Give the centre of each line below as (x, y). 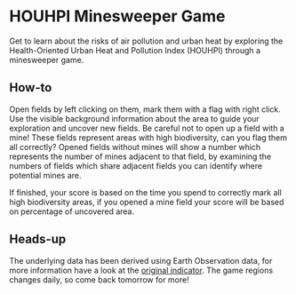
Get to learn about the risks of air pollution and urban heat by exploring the (146, 41)
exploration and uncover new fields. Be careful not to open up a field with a (147, 128)
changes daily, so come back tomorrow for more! (99, 279)
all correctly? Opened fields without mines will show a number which (135, 147)
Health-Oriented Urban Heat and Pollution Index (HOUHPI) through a (135, 50)
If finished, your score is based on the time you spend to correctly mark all (145, 192)
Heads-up (38, 239)
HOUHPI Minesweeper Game (117, 16)
